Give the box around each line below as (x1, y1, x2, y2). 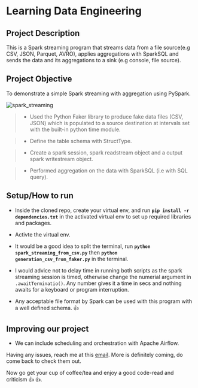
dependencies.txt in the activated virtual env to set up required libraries (14, 213, 191, 220)
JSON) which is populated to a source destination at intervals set (29, 119, 190, 126)
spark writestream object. (29, 155, 94, 162)
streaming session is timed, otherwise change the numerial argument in (14, 273, 191, 280)
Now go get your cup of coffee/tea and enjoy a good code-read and (6, 369, 174, 377)
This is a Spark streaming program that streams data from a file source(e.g (6, 44, 190, 51)
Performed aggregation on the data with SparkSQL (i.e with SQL (29, 166, 188, 174)
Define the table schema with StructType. (29, 137, 132, 144)
